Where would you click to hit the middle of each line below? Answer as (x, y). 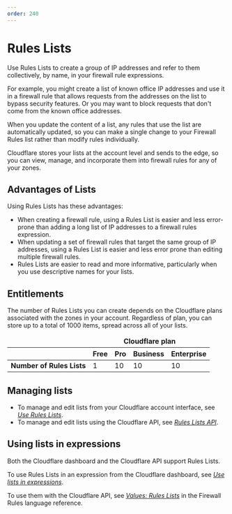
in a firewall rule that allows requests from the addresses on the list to (107, 96)
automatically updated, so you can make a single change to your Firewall (111, 132)
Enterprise (189, 354)
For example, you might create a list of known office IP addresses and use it (116, 89)
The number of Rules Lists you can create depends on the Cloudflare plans (115, 311)
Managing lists (40, 391)
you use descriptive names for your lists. (76, 272)
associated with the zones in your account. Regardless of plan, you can (110, 318)
